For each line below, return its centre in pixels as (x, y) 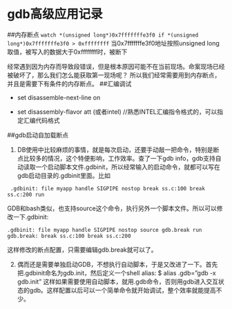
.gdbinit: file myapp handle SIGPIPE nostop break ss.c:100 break (108, 188)
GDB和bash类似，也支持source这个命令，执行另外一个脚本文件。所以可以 (112, 208)
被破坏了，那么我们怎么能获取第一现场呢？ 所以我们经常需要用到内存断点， (114, 75)
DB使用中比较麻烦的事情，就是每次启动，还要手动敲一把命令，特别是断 (118, 150)
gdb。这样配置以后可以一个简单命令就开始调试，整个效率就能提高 (123, 290)
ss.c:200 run (26, 195)
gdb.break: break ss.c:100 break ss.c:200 (69, 236)
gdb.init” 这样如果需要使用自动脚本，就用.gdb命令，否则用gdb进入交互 (118, 281)
